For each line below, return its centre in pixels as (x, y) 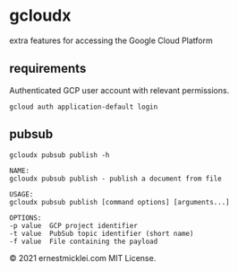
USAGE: (21, 194)
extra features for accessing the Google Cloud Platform (111, 40)
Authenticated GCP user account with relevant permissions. (119, 90)
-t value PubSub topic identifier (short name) (102, 233)
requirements (48, 69)
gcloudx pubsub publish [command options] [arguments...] (119, 202)
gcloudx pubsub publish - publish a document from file (115, 179)
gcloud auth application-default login (84, 107)
